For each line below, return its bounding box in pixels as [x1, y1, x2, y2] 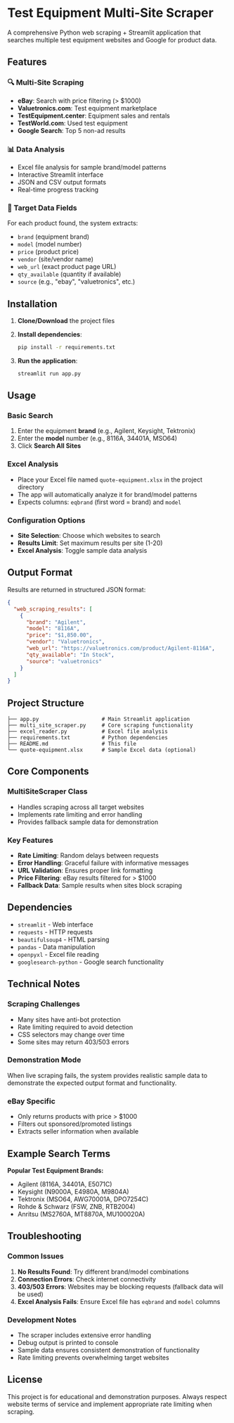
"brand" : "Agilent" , [25, 618, 86, 626]
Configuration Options [7, 515, 86, 525]
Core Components [7, 765, 89, 777]
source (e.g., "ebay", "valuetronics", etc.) [17, 277, 136, 286]
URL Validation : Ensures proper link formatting [17, 866, 153, 875]
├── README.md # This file [7, 741, 137, 748]
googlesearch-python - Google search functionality [17, 958, 164, 966]
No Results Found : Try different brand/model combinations [17, 1267, 190, 1276]
